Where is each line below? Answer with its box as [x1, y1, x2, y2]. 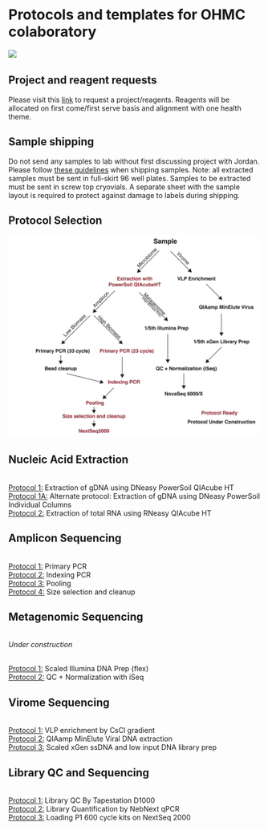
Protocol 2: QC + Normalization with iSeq [8, 672, 144, 682]
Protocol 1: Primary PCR [8, 561, 87, 571]
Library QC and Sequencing [8, 766, 150, 779]
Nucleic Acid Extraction [8, 453, 129, 467]
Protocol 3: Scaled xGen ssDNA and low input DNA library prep [8, 743, 217, 752]
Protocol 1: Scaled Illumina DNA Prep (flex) [8, 664, 149, 674]
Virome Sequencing [8, 695, 110, 709]
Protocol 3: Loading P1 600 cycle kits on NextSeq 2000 [8, 812, 191, 823]
